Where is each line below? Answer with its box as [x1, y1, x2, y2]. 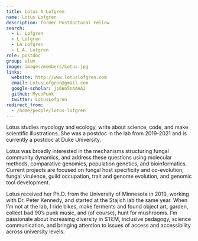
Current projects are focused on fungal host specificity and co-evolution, [6, 167, 184, 174]
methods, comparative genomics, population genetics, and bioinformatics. [6, 160, 187, 167]
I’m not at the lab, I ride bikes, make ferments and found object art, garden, [6, 203, 189, 210]
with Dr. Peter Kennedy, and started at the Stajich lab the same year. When [6, 197, 188, 204]
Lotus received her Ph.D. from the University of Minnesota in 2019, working [6, 190, 189, 198]
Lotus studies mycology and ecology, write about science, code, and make [6, 123, 189, 131]
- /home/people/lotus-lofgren [11, 108, 86, 113]
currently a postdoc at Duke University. [6, 136, 102, 144]
